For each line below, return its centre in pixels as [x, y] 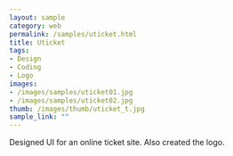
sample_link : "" [39, 117]
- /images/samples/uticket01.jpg [71, 92]
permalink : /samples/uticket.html [73, 34]
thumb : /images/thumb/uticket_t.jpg [77, 109]
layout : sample [37, 17]
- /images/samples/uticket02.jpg [71, 100]
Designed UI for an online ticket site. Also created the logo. [117, 143]
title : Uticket [37, 42]
